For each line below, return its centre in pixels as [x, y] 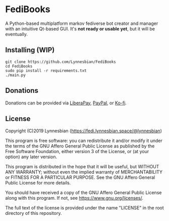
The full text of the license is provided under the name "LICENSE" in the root [84, 208]
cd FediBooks [19, 66]
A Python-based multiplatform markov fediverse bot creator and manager [82, 23]
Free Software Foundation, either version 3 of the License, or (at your [77, 152]
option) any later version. [31, 157]
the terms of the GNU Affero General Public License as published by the [80, 146]
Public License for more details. [38, 183]
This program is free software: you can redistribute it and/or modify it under [84, 141]
